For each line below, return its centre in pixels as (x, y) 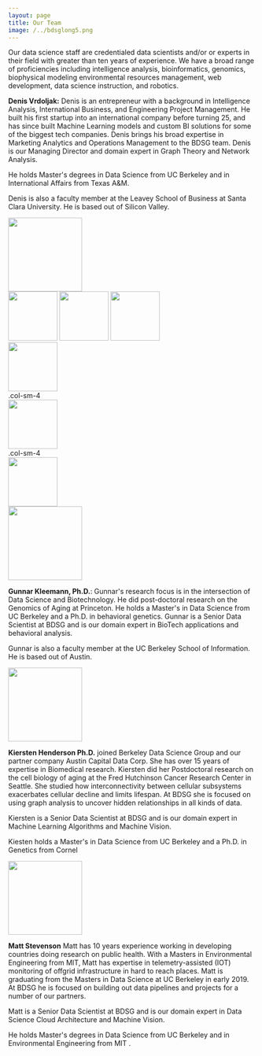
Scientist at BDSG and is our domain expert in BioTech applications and (124, 625)
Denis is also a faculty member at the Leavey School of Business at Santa (127, 198)
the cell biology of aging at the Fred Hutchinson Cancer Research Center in (130, 778)
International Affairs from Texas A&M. (69, 183)
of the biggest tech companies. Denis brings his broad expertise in (116, 135)
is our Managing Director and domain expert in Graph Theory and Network (129, 151)
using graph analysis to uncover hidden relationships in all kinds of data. (125, 803)
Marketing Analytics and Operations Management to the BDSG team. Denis (130, 143)
